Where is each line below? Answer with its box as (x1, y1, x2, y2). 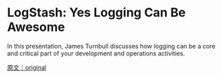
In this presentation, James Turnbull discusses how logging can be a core (7, 42, 216, 50)
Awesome (7, 19, 65, 35)
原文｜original (7, 63, 47, 71)
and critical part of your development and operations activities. (7, 49, 186, 57)
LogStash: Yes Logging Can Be (7, 5, 186, 21)
